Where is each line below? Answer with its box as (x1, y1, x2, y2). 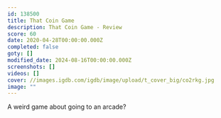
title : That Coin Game (7, 17, 75, 24)
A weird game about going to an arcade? (7, 102, 126, 111)
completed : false (7, 43, 59, 50)
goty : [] (7, 50, 33, 58)
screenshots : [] (7, 63, 55, 70)
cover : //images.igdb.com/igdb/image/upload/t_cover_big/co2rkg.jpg (7, 76, 215, 84)
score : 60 (7, 30, 37, 38)
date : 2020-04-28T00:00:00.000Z (7, 37, 103, 44)
